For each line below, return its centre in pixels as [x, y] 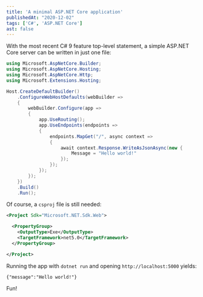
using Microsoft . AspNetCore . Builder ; [54, 64]
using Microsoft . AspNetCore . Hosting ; [54, 69]
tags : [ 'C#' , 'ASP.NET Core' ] [45, 23]
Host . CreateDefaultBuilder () [43, 92]
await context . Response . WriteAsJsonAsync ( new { [121, 148]
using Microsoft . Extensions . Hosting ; [54, 80]
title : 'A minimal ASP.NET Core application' [65, 12]
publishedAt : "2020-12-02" [40, 18]
